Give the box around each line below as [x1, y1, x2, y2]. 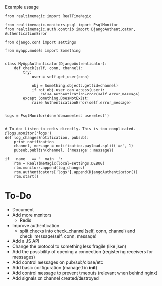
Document [12, 206, 34, 212]
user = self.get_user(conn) [31, 74, 90, 79]
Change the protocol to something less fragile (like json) [12, 243, 127, 249]
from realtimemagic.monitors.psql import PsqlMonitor [5, 22, 119, 27]
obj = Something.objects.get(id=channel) [31, 83, 119, 88]
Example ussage [5, 4, 39, 10]
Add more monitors [12, 212, 52, 218]
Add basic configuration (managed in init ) [12, 264, 98, 270]
